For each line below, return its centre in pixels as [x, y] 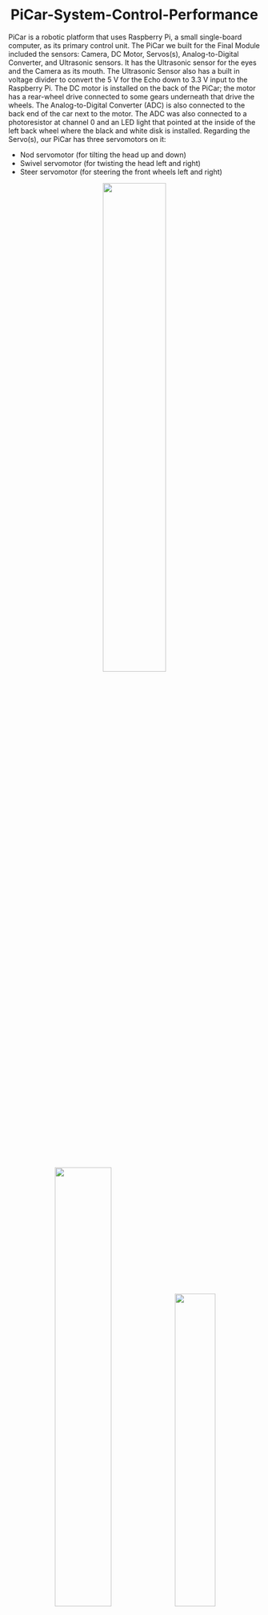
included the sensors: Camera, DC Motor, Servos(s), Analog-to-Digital [124, 54]
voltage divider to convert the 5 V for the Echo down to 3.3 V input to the [128, 79]
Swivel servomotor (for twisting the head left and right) [110, 163]
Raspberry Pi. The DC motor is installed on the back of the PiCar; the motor [132, 88]
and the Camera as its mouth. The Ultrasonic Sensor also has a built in [124, 71]
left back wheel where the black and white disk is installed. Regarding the [129, 131]
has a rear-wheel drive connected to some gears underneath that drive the [131, 96]
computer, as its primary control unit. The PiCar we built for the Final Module [134, 45]
